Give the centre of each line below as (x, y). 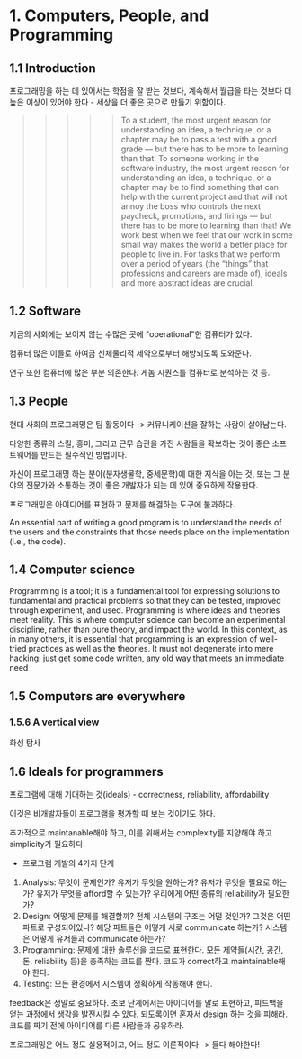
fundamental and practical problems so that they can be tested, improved (145, 601)
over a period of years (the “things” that (195, 264)
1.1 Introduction (53, 68)
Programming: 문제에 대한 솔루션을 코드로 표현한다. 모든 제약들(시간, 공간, (153, 949)
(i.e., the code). (37, 541)
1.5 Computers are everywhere (98, 696)
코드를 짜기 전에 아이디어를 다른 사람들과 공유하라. (97, 1025)
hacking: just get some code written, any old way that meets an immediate (147, 658)
